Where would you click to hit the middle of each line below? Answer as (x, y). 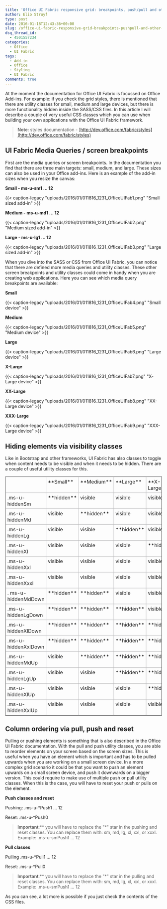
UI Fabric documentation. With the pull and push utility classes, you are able (83, 746)
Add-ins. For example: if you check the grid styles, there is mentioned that (81, 99)
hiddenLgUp (22, 679)
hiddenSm (19, 504)
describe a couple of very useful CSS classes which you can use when (78, 115)
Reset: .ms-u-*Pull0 (25, 867)
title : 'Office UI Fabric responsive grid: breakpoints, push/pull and (81, 10)
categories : (17, 42)
